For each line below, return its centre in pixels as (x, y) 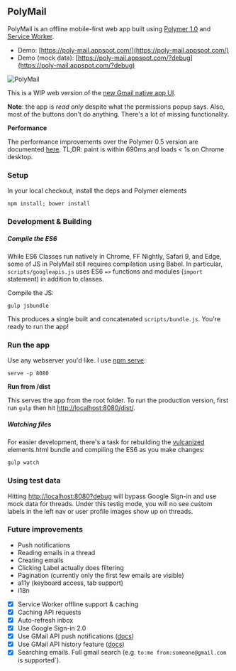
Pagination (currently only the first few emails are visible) (101, 575)
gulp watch (23, 463)
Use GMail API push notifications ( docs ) (76, 636)
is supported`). (39, 660)
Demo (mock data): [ (48, 58)
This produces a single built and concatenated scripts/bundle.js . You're (114, 319)
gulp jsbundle (28, 306)
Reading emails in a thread (56, 552)
